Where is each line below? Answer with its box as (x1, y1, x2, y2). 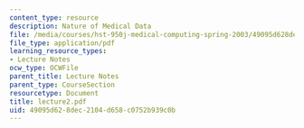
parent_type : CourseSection (9, 80, 116, 89)
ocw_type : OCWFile (9, 64, 79, 73)
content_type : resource (9, 13, 100, 23)
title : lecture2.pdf (9, 96, 88, 106)
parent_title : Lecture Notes (9, 72, 119, 81)
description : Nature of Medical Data (9, 22, 152, 31)
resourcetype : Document (9, 88, 100, 97)
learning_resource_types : (9, 47, 107, 56)
